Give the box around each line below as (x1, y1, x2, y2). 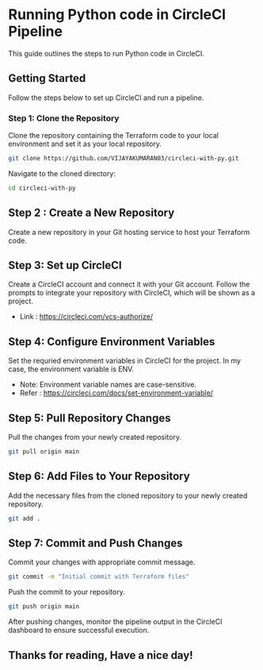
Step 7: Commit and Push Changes (8, 537, 183, 549)
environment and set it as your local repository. (8, 139, 162, 148)
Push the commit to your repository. (8, 587, 125, 597)
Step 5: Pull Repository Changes (8, 411, 171, 425)
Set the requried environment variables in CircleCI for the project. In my (8, 356, 242, 366)
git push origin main (8, 603, 80, 610)
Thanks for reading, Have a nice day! (8, 649, 193, 662)
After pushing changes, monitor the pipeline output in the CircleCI (8, 617, 223, 626)
